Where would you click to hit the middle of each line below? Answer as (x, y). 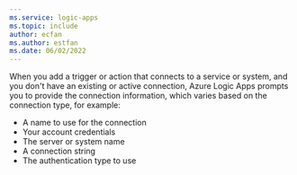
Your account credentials (69, 132)
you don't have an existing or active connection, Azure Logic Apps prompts (149, 86)
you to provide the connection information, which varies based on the (138, 96)
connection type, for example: (65, 105)
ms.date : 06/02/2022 (48, 51)
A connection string (59, 151)
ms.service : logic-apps (54, 17)
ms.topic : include (44, 26)
